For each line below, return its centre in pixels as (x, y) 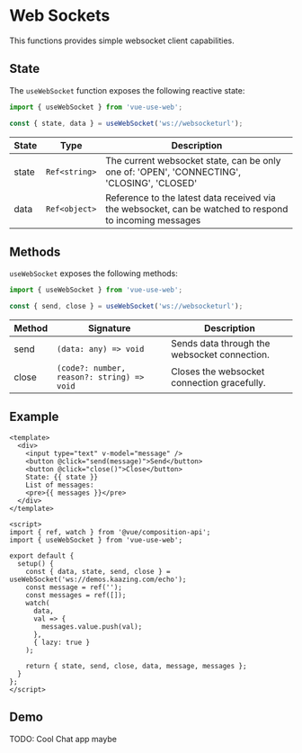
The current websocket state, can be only (193, 160)
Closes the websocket (218, 372)
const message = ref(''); (74, 587)
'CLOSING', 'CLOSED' (151, 183)
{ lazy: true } (62, 642)
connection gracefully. (218, 383)
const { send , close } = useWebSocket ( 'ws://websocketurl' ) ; (126, 307)
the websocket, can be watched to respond (196, 209)
